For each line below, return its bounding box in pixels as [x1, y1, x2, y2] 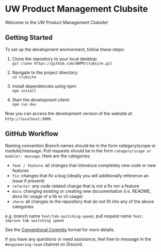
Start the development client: [12, 97, 70, 102]
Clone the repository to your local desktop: [12, 56, 98, 62]
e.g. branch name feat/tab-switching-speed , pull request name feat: [5, 213, 144, 219]
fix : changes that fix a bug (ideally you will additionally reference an [12, 172, 149, 178]
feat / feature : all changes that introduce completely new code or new [12, 162, 156, 168]
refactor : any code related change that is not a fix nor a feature [12, 183, 140, 189]
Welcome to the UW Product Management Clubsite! [5, 19, 108, 25]
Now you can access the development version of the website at [5, 110, 132, 116]
